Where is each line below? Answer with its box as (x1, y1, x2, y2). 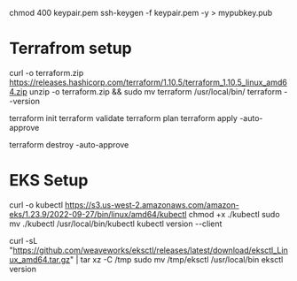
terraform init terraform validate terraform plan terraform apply (9, 112, 238, 123)
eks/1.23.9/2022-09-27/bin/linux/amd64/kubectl (9, 209, 187, 219)
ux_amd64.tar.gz (9, 254, 71, 264)
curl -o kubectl (9, 199, 64, 210)
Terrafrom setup (9, 39, 132, 58)
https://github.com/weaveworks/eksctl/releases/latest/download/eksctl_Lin (12, 245, 288, 255)
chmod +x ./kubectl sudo (188, 209, 281, 219)
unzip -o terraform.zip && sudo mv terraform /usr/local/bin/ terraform (29, 86, 282, 96)
